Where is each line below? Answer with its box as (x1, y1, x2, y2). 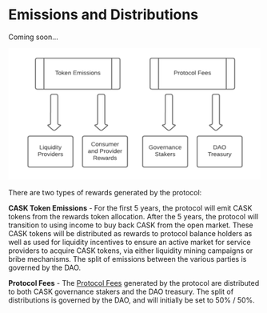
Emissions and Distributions (8, 6, 199, 24)
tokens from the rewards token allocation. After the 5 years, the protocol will (8, 212, 259, 222)
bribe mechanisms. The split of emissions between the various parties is (8, 255, 247, 264)
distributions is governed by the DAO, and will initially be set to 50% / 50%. (8, 295, 256, 305)
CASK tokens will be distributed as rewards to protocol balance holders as (8, 229, 253, 239)
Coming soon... (8, 32, 58, 42)
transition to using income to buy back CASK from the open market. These (8, 220, 253, 230)
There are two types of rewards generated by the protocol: (8, 188, 202, 198)
